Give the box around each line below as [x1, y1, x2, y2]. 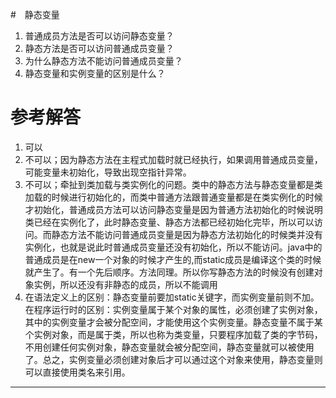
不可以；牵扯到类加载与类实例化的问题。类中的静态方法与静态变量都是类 [24, 178, 323, 190]
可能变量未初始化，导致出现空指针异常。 [24, 166, 192, 178]
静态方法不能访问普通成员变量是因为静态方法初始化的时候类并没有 [51, 228, 323, 240]
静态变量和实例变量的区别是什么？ [24, 68, 166, 79]
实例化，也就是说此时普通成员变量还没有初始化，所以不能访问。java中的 [24, 241, 323, 253]
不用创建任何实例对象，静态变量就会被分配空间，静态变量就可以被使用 [24, 341, 315, 353]
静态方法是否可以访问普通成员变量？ [24, 43, 175, 54]
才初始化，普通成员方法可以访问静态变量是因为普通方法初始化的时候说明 [24, 203, 323, 215]
